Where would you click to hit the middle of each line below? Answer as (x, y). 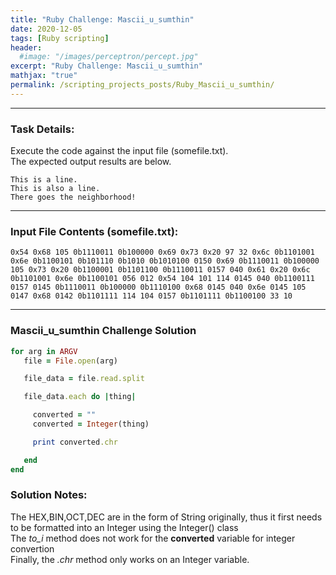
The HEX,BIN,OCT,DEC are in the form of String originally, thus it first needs (166, 517)
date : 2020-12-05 (46, 29)
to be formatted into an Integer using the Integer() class (124, 527)
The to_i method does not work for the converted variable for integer (153, 538)
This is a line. (44, 180)
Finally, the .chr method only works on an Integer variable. (130, 559)
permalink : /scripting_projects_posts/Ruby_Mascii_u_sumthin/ (142, 85)
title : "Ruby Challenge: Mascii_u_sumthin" (102, 19)
